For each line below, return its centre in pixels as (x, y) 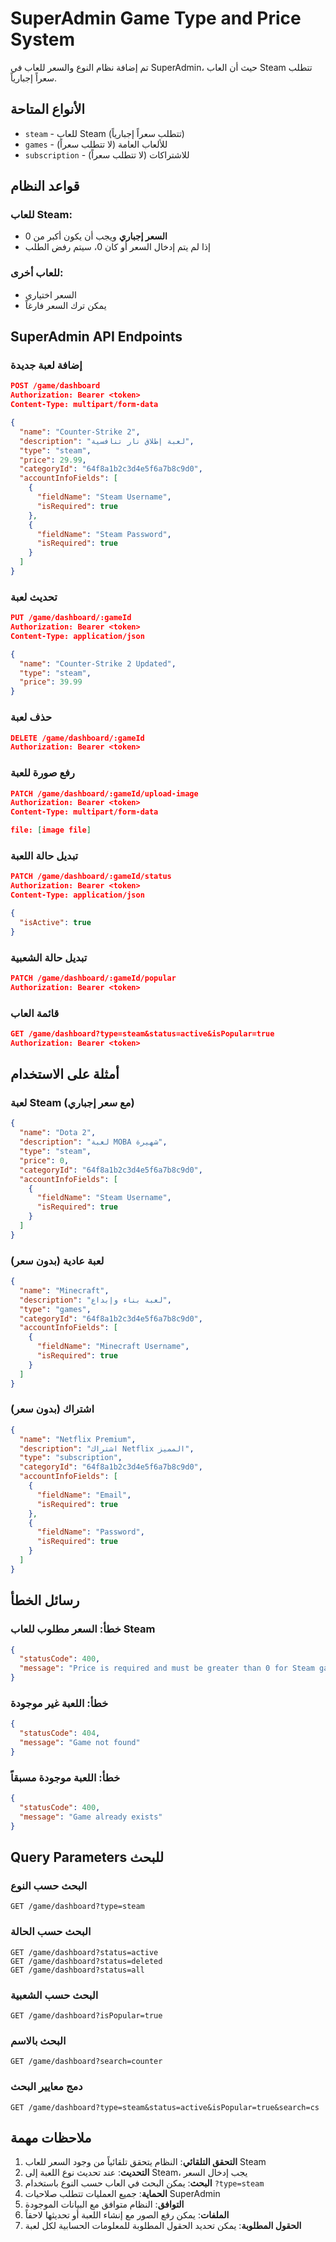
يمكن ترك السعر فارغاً (65, 305)
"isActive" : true (55, 922)
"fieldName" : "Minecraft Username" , (113, 1347)
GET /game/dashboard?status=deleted (86, 1961)
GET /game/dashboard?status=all (77, 1970)
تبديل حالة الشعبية (49, 957)
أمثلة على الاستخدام (65, 1074)
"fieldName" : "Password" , (90, 1532)
